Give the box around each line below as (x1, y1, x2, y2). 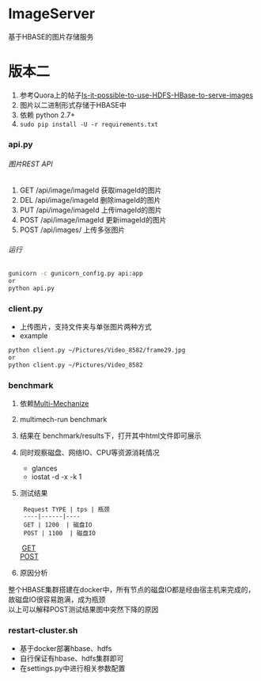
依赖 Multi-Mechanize (19, 399, 89, 409)
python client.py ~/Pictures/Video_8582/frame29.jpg (8, 346, 186, 355)
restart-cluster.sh (8, 625, 78, 636)
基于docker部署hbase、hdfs (19, 644, 112, 653)
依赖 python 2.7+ (19, 110, 76, 120)
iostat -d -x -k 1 (31, 472, 82, 481)
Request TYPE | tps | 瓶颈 (23, 506, 111, 514)
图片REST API (8, 159, 53, 169)
